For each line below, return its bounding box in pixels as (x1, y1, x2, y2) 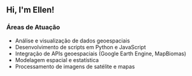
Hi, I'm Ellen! (6, 5, 55, 15)
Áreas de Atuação (6, 23, 61, 32)
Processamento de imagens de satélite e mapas (15, 63, 135, 70)
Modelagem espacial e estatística (15, 56, 99, 63)
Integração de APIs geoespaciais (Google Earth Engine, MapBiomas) (15, 50, 187, 57)
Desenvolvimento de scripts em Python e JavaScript (15, 43, 147, 50)
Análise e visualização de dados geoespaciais (15, 36, 130, 44)
